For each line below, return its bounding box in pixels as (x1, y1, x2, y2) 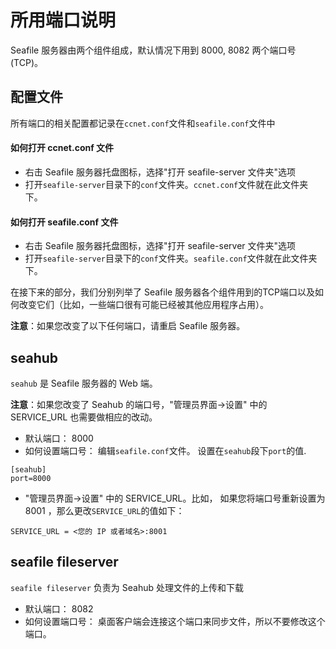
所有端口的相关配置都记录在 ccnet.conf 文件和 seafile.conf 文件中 (10, 117, 276, 129)
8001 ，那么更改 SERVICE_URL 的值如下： (24, 504, 185, 516)
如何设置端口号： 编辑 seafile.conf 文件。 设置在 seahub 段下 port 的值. (24, 444, 307, 456)
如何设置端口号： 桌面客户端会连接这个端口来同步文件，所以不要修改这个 (24, 615, 326, 627)
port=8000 (10, 473, 52, 483)
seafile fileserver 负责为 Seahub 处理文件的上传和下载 (10, 581, 244, 593)
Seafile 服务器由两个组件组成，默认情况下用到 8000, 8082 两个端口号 (10, 44, 297, 56)
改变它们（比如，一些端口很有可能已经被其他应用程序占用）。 (18, 299, 269, 311)
